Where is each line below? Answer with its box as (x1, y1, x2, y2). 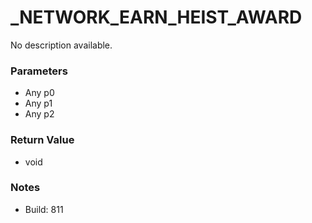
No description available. (10, 39, 113, 51)
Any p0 (24, 87, 55, 99)
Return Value (10, 133, 75, 147)
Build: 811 (24, 203, 64, 215)
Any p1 (24, 97, 53, 110)
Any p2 (24, 108, 55, 120)
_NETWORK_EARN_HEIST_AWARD (10, 6, 303, 29)
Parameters (10, 64, 68, 78)
